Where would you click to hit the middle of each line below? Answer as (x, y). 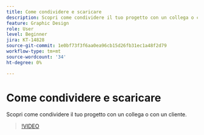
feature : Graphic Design (38, 23)
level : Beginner (27, 35)
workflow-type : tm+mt (34, 51)
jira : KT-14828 (25, 40)
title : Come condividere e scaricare (54, 12)
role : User (20, 29)
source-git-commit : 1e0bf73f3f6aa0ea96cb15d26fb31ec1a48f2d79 (87, 46)
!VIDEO (30, 126)
